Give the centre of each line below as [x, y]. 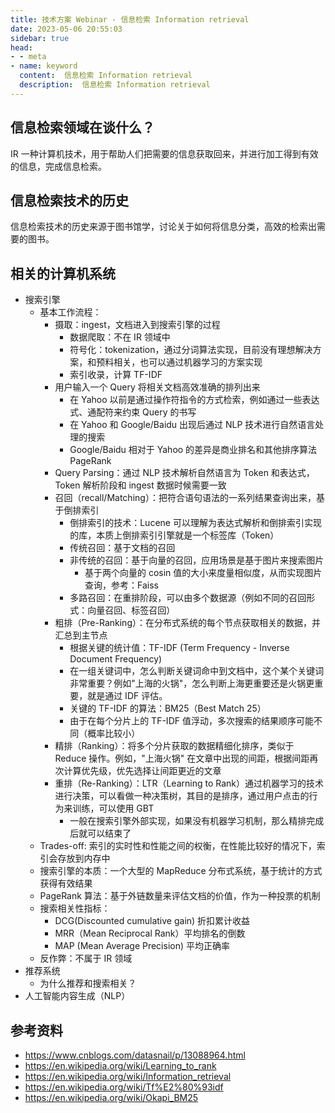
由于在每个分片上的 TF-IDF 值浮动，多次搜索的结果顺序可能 [191, 721]
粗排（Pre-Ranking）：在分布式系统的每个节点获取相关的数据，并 [187, 623]
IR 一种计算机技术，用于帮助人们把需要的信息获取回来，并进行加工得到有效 [164, 153]
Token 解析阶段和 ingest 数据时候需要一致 [140, 485]
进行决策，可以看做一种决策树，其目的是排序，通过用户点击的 [182, 796]
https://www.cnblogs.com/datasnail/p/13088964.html [135, 1055]
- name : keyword [44, 66]
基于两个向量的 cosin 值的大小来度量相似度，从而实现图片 [203, 573]
